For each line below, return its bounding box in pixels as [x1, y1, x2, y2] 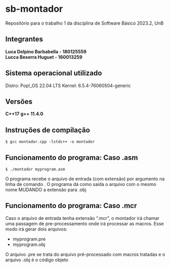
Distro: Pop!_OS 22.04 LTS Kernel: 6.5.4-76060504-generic [5, 83, 132, 89]
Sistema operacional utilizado [5, 69, 102, 77]
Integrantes [5, 35, 44, 44]
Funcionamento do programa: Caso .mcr [5, 201, 137, 210]
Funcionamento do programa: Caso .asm [5, 153, 138, 162]
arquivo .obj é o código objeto [5, 257, 69, 263]
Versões [5, 97, 33, 106]
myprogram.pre [12, 236, 46, 242]
